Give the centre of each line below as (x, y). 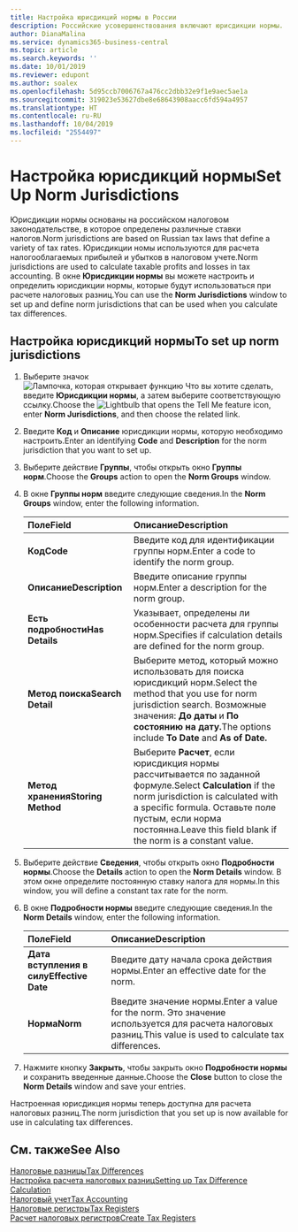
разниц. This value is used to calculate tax (198, 1034)
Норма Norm (54, 1023)
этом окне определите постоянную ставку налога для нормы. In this (151, 881)
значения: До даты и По (186, 715)
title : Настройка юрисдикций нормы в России (93, 17)
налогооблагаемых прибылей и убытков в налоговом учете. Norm (134, 256)
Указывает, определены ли (191, 613)
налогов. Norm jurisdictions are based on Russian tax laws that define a (140, 238)
